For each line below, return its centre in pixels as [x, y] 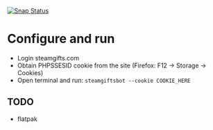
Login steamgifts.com [48, 58]
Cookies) [30, 72]
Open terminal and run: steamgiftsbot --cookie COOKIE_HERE [104, 80]
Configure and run [61, 39]
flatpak [27, 119]
